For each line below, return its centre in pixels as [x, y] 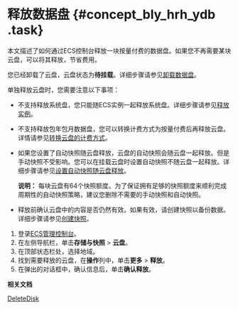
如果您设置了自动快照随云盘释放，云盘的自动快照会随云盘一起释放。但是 [123, 153]
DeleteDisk [23, 298]
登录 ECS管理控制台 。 [49, 233]
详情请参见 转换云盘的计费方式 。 [64, 137]
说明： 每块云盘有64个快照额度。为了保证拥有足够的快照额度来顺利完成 [122, 185]
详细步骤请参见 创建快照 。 [55, 218]
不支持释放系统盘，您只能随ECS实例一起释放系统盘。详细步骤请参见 [117, 104]
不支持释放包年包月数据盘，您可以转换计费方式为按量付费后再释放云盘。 [123, 129]
